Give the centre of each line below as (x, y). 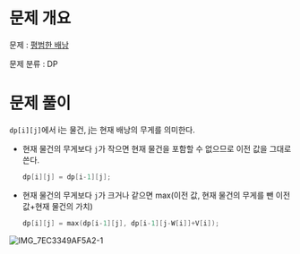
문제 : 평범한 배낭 (39, 45)
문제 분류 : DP (34, 63)
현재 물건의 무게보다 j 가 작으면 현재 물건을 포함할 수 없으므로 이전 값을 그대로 (157, 148)
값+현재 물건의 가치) (58, 206)
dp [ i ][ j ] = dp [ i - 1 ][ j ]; (67, 177)
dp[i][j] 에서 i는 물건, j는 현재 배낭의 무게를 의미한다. (102, 130)
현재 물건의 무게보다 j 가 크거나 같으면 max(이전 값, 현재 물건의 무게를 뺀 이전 (156, 195)
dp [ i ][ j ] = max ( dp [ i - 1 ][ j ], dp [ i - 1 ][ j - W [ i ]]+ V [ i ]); (120, 223)
